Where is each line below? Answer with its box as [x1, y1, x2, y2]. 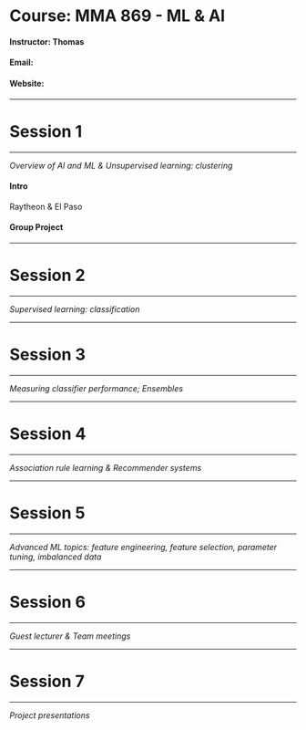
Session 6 [9, 591, 87, 612]
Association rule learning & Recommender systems [9, 462, 202, 473]
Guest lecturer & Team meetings [9, 631, 131, 641]
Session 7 [9, 671, 85, 692]
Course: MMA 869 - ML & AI [9, 5, 226, 26]
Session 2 [9, 266, 86, 286]
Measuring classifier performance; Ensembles [9, 382, 184, 393]
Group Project [9, 222, 64, 233]
